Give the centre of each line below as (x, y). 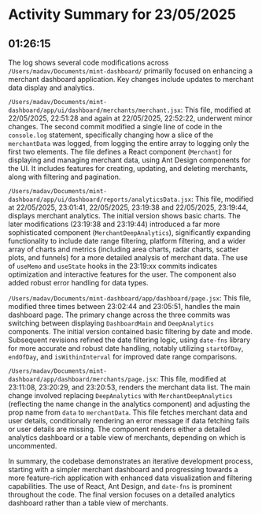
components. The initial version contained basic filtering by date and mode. (131, 331)
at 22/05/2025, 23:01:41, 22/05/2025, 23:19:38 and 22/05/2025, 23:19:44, (128, 207)
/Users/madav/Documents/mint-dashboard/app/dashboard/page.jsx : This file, (130, 298)
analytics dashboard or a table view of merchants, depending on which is (127, 438)
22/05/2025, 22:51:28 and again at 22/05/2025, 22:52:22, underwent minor (131, 118)
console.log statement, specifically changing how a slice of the (111, 135)
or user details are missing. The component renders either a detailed (119, 429)
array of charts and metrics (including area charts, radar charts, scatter (124, 249)
